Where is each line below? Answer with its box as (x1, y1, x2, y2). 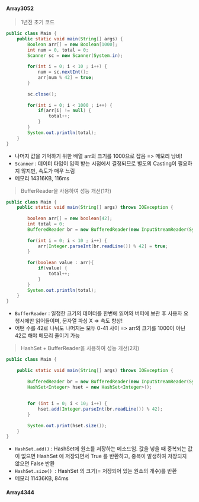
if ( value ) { (37, 265, 68, 271)
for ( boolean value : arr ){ (27, 260, 94, 266)
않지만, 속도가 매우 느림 (21, 167, 75, 174)
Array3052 (6, 5, 34, 12)
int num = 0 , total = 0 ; (27, 47, 89, 53)
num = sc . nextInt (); (37, 69, 89, 75)
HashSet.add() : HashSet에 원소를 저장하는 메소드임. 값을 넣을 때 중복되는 (14, 445, 187, 452)
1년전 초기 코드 (20, 18, 55, 26)
